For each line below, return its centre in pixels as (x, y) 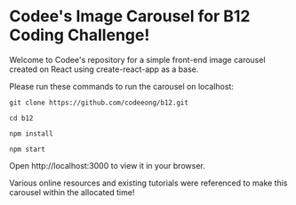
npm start (28, 149)
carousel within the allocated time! (72, 192)
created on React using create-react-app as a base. (104, 69)
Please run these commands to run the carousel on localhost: (121, 86)
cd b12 (21, 118)
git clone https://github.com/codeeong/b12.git (99, 102)
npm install (31, 134)
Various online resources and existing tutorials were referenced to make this (148, 183)
